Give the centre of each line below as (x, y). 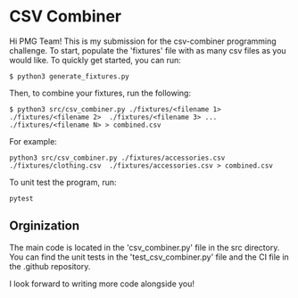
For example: (33, 141)
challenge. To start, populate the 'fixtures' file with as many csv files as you (148, 50)
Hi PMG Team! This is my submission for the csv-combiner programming (143, 41)
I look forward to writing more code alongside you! (102, 284)
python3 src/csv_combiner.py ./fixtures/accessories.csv (117, 158)
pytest (21, 198)
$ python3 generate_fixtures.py (69, 76)
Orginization (45, 226)
